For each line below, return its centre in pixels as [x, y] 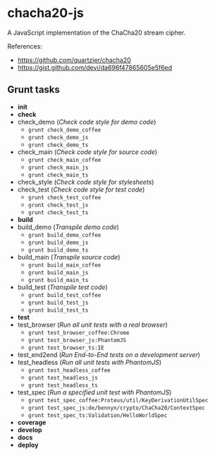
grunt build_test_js [58, 303]
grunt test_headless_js [63, 378]
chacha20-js [46, 13]
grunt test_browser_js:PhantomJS [77, 340]
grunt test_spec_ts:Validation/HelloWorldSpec [98, 415]
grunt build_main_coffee [64, 265]
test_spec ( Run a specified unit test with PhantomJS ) [94, 392]
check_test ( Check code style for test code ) [81, 189]
